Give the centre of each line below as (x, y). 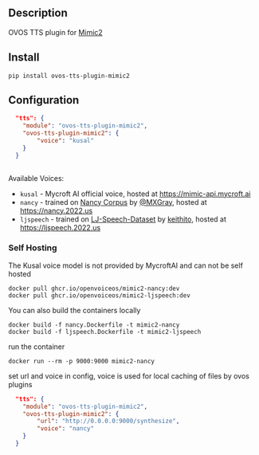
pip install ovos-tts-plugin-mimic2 (69, 76)
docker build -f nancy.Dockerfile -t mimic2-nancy (94, 325)
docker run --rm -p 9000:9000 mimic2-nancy (82, 361)
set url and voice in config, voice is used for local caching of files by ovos (129, 376)
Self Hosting (33, 248)
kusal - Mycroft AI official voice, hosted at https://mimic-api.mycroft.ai (135, 194)
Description (38, 13)
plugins (20, 384)
